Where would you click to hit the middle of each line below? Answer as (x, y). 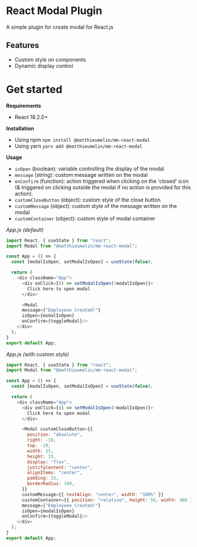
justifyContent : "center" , (60, 467)
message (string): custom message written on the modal (81, 175)
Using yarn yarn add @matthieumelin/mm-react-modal (78, 146)
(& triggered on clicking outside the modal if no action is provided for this (103, 187)
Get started (34, 89)
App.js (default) (25, 230)
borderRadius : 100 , (51, 484)
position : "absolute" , (55, 435)
